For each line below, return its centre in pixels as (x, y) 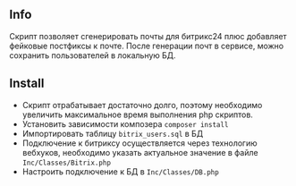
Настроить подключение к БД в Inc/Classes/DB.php (120, 171)
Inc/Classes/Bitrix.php (67, 163)
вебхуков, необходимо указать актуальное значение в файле (140, 152)
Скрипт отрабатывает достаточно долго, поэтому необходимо (142, 105)
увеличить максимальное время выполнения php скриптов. (137, 114)
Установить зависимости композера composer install (125, 123)
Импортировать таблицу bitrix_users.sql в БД (113, 133)
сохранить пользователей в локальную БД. (93, 55)
